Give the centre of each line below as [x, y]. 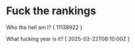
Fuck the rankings [51, 11]
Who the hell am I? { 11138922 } [44, 27]
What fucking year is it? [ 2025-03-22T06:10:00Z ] [68, 39]
